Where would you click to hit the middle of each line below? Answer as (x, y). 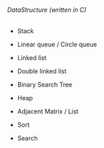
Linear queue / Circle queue (57, 44)
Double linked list (42, 71)
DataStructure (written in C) (47, 10)
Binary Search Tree (45, 85)
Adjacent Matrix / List (47, 111)
